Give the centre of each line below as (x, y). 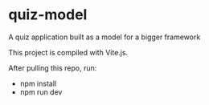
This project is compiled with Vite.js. (68, 52)
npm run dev (41, 92)
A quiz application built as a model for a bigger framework (104, 37)
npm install (38, 83)
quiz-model (48, 15)
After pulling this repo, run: (53, 68)
